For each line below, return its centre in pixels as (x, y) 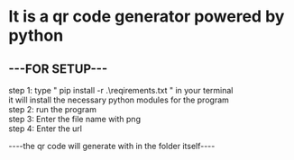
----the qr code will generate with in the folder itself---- (112, 146)
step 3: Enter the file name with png (75, 119)
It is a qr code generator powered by (147, 17)
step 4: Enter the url (46, 129)
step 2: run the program (52, 109)
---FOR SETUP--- (58, 69)
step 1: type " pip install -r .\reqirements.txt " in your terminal (121, 90)
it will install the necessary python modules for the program (119, 100)
